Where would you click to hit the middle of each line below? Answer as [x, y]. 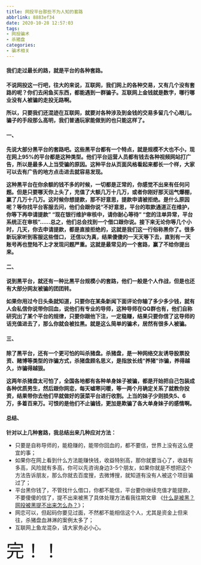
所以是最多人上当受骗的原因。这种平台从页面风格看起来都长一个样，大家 [106, 165]
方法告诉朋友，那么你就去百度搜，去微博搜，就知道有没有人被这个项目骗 [104, 475]
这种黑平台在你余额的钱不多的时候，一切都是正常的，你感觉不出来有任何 [95, 185]
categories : [21, 45]
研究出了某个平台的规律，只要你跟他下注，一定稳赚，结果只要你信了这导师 [98, 316]
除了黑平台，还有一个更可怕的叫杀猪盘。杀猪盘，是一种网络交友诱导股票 [95, 353]
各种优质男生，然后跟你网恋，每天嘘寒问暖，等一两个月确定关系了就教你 [95, 388]
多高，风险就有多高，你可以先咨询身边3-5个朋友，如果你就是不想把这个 [103, 467]
